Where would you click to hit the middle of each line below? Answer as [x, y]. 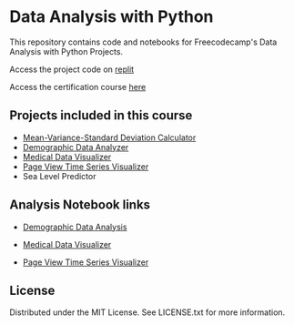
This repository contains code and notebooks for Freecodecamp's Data [143, 42]
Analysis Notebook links [80, 205]
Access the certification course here [78, 86]
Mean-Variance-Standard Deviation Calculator [109, 137]
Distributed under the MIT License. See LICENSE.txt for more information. [147, 312]
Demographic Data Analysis [75, 227]
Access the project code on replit [72, 69]
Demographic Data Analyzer [76, 147]
